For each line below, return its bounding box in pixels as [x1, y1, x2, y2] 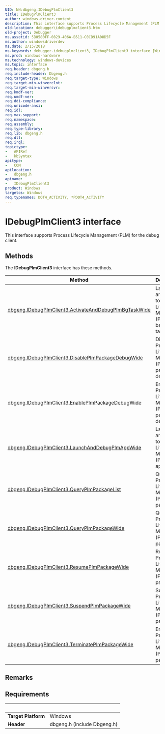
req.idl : [5, 108, 23, 113]
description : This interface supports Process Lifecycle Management [5, 21, 148, 26]
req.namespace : [5, 117, 36, 122]
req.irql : [5, 140, 26, 145]
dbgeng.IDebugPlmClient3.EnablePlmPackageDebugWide [7, 399, 141, 406]
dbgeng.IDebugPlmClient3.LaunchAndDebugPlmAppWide [7, 444, 141, 451]
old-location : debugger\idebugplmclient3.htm [5, 26, 100, 31]
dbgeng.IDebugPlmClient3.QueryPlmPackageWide [7, 525, 125, 532]
